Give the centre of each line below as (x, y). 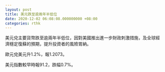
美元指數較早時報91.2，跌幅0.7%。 (40, 65)
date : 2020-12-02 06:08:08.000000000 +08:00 (51, 19)
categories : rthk (23, 23)
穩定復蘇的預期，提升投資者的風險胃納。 (50, 44)
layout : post (18, 10)
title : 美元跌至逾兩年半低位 (31, 14)
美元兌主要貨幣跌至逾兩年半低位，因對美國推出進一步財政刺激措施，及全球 (80, 38)
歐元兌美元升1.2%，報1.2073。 (36, 54)
